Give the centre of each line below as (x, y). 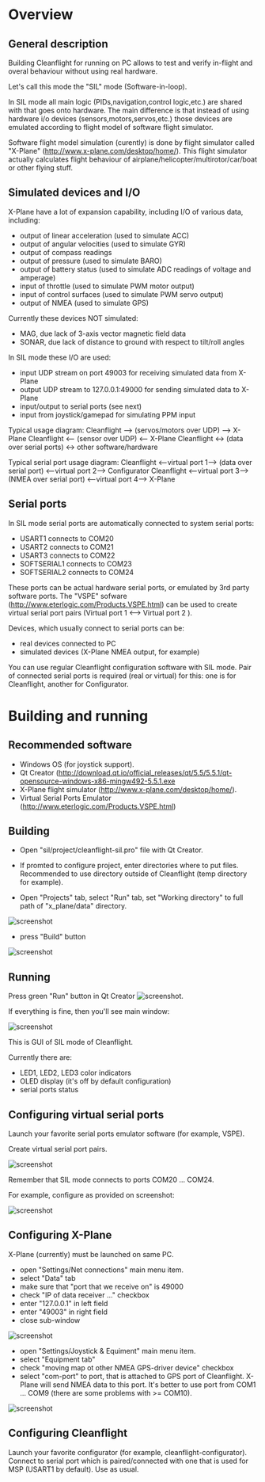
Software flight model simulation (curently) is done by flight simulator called (131, 143)
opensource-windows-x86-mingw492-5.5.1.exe (97, 781)
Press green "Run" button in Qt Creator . (96, 996)
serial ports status (49, 1090)
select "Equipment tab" (57, 1359)
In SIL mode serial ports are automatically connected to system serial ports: (131, 523)
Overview (41, 15)
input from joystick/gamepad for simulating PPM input (108, 414)
